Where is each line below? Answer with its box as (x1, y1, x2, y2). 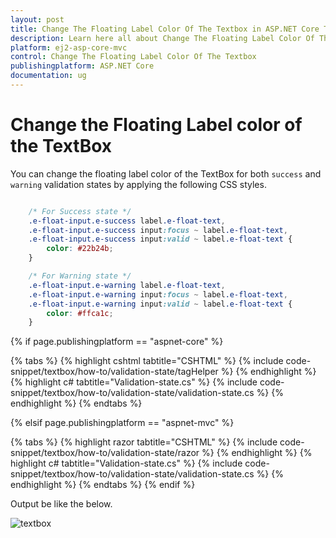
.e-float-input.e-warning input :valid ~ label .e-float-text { (28, 299, 293, 309)
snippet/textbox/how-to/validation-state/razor (10, 447, 200, 459)
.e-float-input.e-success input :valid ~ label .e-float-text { (28, 234, 293, 245)
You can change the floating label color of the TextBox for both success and (10, 167, 322, 180)
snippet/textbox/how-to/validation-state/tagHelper (10, 366, 219, 378)
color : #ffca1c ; (46, 308, 114, 318)
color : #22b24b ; (46, 244, 114, 254)
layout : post (10, 14, 65, 25)
